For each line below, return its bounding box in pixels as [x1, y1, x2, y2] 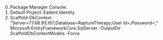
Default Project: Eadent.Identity [10, 9, 75, 15]
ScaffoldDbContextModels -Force [10, 31, 80, 36]
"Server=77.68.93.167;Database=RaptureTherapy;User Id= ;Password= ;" [10, 20, 158, 26]
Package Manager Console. [10, 4, 68, 10]
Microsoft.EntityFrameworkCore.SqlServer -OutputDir [10, 25, 121, 31]
